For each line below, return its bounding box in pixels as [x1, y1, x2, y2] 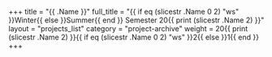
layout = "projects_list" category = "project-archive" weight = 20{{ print [8, 24, 248, 33]
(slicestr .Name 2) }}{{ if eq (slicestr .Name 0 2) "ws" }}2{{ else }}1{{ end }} [8, 32, 260, 42]
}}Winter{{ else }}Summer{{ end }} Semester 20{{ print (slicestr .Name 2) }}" [8, 15, 265, 25]
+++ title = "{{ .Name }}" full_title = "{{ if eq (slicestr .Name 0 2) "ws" [8, 7, 240, 16]
